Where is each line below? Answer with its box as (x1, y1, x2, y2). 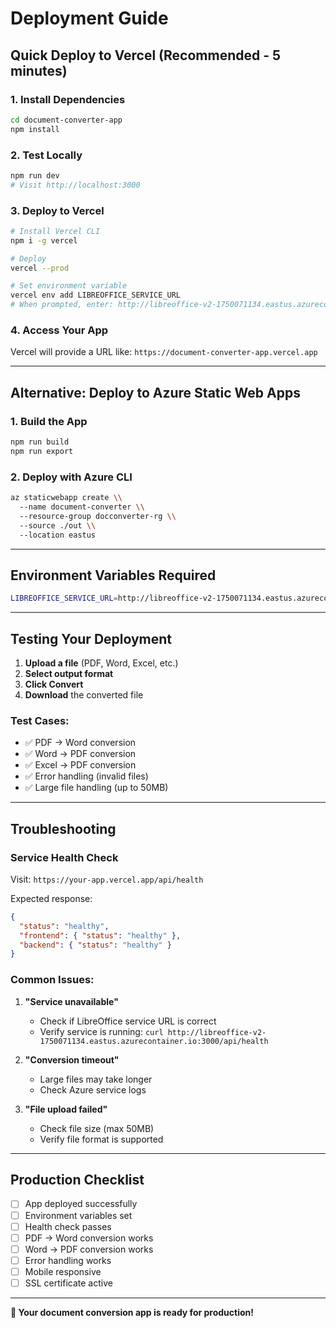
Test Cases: (10, 713, 70, 727)
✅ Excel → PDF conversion (24, 759, 137, 771)
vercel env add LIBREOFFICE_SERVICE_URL (10, 290, 182, 301)
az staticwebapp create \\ (10, 493, 123, 503)
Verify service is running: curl (39, 1025, 164, 1037)
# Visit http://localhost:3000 (10, 180, 141, 190)
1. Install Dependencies (10, 92, 126, 106)
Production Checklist (10, 1172, 145, 1189)
